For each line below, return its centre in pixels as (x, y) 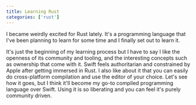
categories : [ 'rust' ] (33, 17)
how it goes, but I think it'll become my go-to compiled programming (90, 83)
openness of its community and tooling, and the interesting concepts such (97, 58)
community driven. (29, 96)
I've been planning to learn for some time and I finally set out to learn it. (93, 40)
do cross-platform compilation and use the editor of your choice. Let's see (97, 77)
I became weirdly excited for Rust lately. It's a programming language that (96, 34)
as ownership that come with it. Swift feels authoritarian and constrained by (98, 64)
